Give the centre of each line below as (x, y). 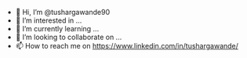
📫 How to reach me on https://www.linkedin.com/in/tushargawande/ (127, 46)
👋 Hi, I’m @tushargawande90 (63, 12)
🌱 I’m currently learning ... (57, 29)
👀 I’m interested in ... (49, 20)
